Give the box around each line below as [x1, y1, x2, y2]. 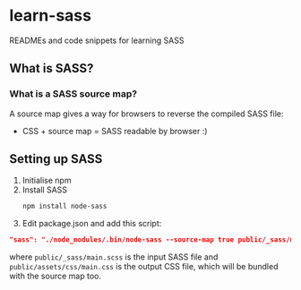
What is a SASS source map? [9, 88, 137, 100]
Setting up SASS [9, 151, 103, 166]
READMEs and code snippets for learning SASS [9, 35, 185, 46]
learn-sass [9, 5, 92, 26]
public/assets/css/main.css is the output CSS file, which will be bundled [9, 261, 279, 272]
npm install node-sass [21, 202, 107, 211]
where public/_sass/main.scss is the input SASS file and [9, 252, 219, 262]
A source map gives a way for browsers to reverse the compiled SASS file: [9, 108, 284, 119]
